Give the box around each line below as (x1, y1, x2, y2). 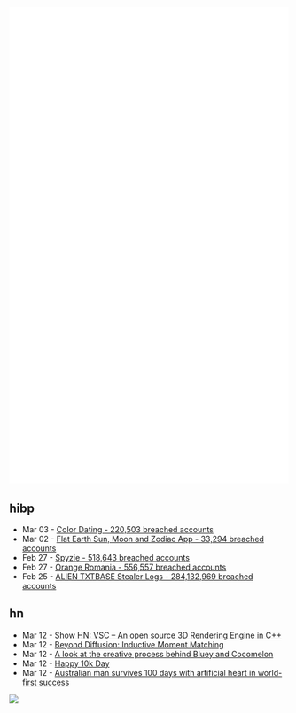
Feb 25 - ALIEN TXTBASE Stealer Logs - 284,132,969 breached (21, 570, 253, 582)
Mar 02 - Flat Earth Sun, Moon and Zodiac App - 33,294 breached (21, 533, 264, 544)
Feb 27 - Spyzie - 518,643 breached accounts (21, 552, 191, 562)
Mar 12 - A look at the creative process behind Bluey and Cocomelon (21, 648, 274, 659)
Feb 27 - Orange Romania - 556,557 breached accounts (21, 562, 227, 572)
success (38, 677, 70, 687)
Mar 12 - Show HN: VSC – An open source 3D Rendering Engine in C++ (21, 630, 282, 640)
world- (257, 667, 283, 678)
